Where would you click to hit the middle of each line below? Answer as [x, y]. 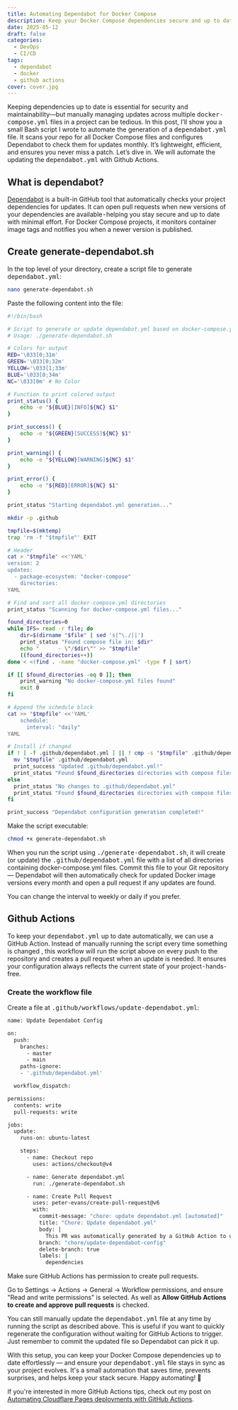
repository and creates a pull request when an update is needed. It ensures [117, 958]
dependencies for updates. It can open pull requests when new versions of [117, 207]
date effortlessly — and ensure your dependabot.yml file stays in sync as [116, 1363]
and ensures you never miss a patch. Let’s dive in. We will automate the [112, 152]
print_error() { [31, 479]
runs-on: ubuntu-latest [55, 1138]
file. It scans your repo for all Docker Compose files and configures [105, 137]
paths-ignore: [41, 1067]
